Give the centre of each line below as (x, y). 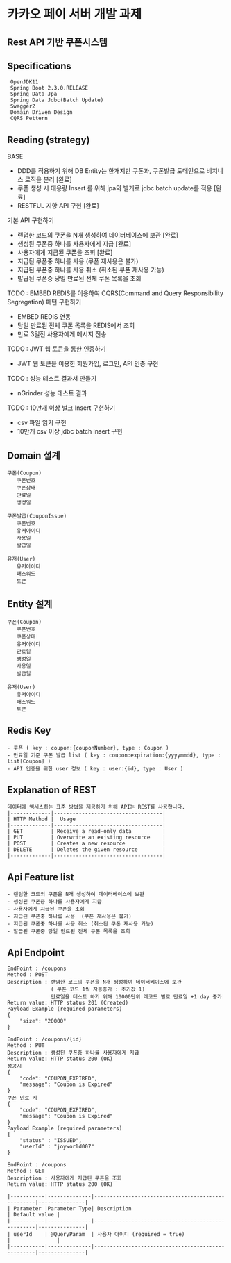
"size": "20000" (43, 1021)
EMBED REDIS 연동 (44, 317)
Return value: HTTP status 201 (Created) (68, 1003)
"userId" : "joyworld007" (57, 1147)
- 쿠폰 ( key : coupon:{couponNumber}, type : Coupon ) (88, 748)
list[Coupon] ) (29, 761)
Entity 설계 (30, 604)
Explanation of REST (52, 790)
